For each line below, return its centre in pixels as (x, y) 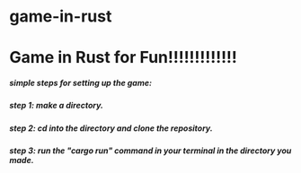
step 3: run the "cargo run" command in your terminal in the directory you (150, 151)
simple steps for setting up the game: (81, 82)
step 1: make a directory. (56, 106)
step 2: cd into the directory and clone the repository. (111, 128)
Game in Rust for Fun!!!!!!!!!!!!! (124, 58)
